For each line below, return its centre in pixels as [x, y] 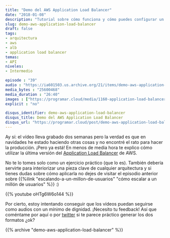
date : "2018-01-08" [26, 15]
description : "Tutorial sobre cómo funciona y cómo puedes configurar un [85, 19]
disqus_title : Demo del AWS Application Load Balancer [64, 118]
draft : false [19, 29]
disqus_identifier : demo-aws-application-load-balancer [65, 113]
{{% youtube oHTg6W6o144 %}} [39, 194]
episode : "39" [21, 81]
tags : [11, 33]
